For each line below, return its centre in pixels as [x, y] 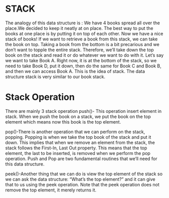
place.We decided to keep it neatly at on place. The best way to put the [79, 28]
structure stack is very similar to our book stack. [55, 76]
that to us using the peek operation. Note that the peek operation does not [82, 184]
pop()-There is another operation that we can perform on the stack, [75, 132]
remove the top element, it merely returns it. [51, 190]
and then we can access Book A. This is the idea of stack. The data [75, 71]
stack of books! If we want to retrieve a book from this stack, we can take [81, 39]
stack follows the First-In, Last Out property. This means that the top [76, 148]
